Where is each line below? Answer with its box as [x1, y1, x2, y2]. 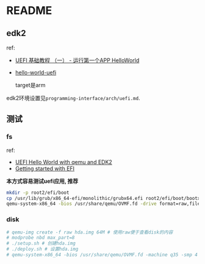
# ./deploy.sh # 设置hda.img [6, 246, 79, 252]
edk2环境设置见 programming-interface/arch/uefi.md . [6, 95, 140, 101]
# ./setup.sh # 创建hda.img [6, 240, 76, 247]
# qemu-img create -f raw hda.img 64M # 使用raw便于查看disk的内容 [6, 229, 173, 235]
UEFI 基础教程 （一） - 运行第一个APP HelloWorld [15, 57, 140, 64]
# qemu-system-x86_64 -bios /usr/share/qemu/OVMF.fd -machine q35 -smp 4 [6, 252, 198, 258]
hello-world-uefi [15, 69, 57, 76]
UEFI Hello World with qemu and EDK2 [15, 158, 113, 165]
